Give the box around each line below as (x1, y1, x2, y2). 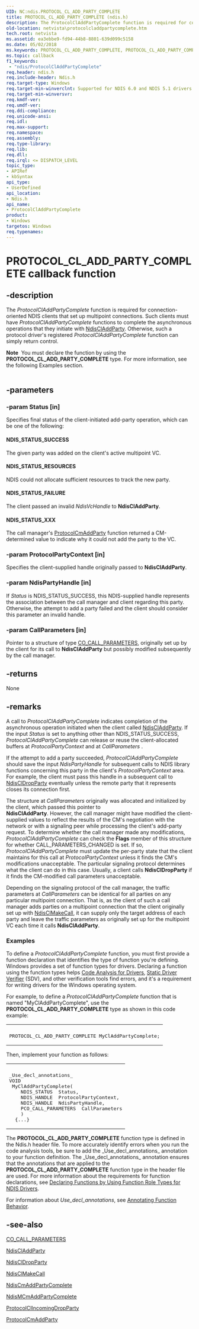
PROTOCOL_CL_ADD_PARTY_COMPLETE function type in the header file (6, 1166, 185, 1173)
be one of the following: (6, 423, 64, 430)
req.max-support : (6, 124, 49, 130)
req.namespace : (6, 130, 44, 136)
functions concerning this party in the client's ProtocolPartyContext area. (6, 767, 185, 774)
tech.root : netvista (6, 31, 57, 37)
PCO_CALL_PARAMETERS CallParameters (20, 1105, 123, 1112)
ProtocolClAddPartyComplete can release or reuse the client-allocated (6, 736, 179, 744)
